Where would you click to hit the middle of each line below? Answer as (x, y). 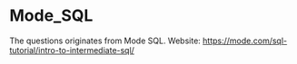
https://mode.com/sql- (245, 41)
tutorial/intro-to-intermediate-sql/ (72, 50)
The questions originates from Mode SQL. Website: (105, 41)
